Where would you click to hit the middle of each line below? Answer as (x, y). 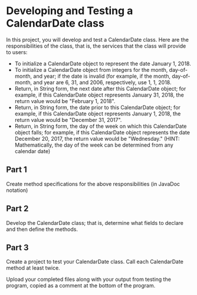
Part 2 (17, 209)
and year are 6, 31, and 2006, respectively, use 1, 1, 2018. (102, 82)
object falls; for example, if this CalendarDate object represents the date (102, 132)
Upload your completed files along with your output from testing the (88, 279)
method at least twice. (33, 268)
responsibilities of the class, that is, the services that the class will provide (96, 46)
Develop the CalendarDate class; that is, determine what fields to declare (95, 223)
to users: (17, 52)
